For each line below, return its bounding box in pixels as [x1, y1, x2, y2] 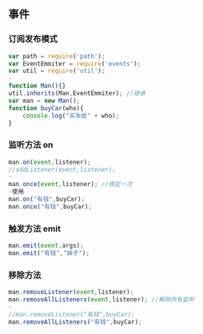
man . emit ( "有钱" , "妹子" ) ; [8, 249, 90, 257]
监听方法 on [8, 139, 54, 150]
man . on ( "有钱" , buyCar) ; [8, 195, 86, 204]
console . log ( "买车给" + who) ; [22, 111, 120, 120]
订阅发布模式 [8, 34, 58, 45]
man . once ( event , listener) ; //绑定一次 [8, 181, 133, 189]
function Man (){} [8, 82, 66, 90]
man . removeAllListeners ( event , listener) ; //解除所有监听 [8, 296, 195, 304]
